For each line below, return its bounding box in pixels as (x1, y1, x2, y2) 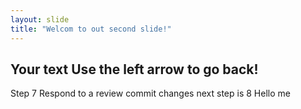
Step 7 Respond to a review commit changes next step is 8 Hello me (10, 87, 291, 100)
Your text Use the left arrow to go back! (10, 61, 259, 78)
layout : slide (10, 14, 70, 25)
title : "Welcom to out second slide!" (10, 24, 172, 34)
